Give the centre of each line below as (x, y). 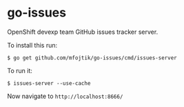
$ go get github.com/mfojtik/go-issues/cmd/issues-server (92, 58)
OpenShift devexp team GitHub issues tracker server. (83, 32)
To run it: (20, 70)
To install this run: (32, 45)
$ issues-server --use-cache (49, 83)
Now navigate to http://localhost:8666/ (65, 96)
